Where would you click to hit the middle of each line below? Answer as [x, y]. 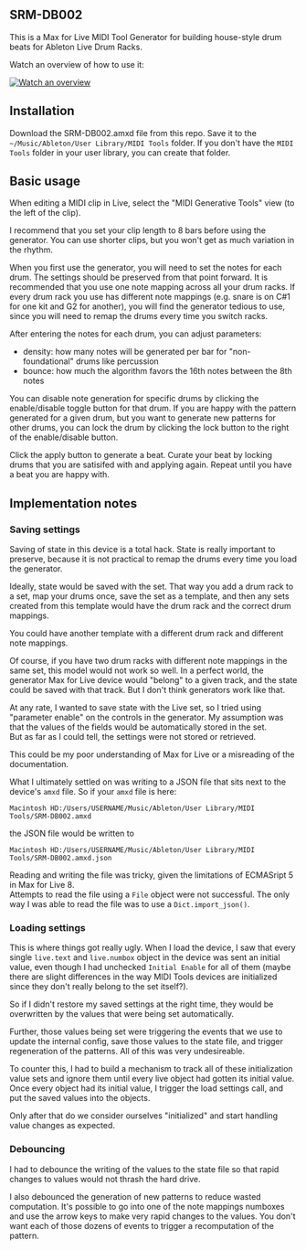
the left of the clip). [45, 213]
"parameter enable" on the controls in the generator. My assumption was [147, 718]
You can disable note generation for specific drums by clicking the [134, 399]
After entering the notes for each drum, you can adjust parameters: [136, 334]
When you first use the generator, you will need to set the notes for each [146, 268]
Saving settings [45, 529]
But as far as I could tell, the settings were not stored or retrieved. [133, 737]
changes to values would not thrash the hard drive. [105, 1179]
